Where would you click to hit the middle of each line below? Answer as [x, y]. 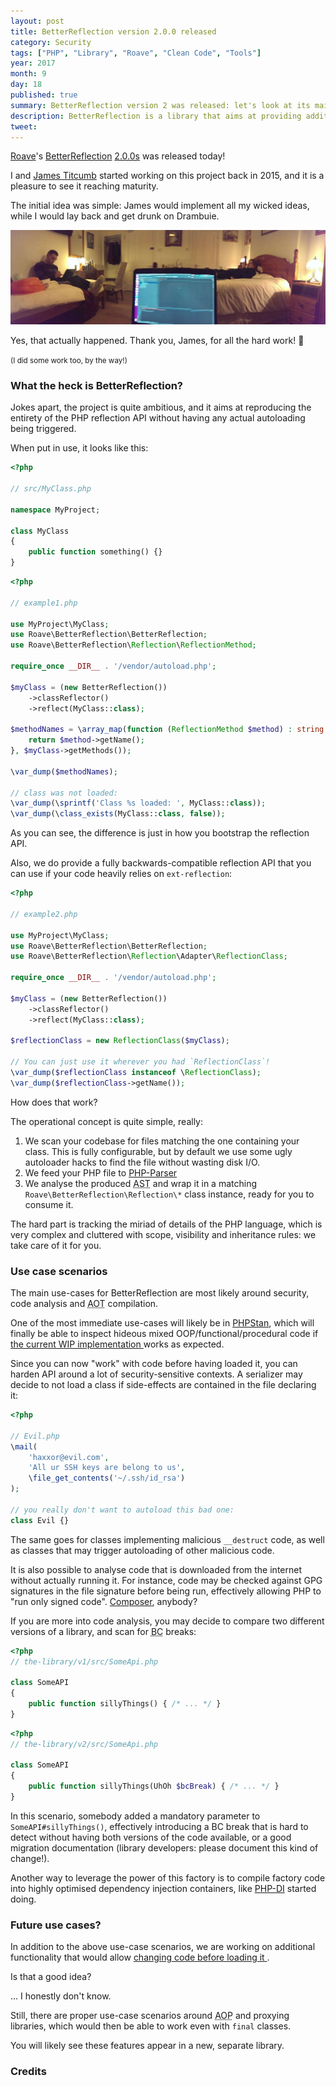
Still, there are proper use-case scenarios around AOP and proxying [150, 2016]
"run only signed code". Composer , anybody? [104, 1601]
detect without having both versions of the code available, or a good [151, 1837]
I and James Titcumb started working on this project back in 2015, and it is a [167, 176]
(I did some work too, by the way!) [69, 360]
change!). [30, 1858]
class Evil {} [40, 1520]
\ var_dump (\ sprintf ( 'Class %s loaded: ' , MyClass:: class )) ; [138, 803]
